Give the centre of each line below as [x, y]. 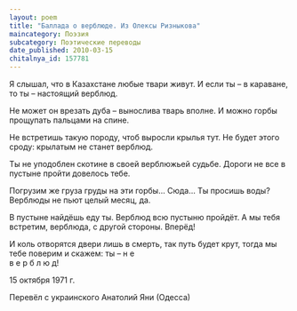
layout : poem [33, 17]
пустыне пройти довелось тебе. [70, 173]
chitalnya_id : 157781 [49, 59]
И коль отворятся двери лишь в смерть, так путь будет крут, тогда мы [143, 244]
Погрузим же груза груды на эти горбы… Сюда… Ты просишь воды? [140, 191]
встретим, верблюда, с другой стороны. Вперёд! [102, 227]
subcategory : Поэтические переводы [75, 42]
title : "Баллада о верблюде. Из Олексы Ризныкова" [105, 26]
